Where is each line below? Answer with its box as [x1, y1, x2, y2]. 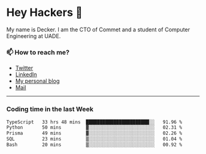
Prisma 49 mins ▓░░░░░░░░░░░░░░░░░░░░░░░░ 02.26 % [6, 130, 183, 137]
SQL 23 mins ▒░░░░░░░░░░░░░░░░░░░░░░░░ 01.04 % [6, 136, 183, 142]
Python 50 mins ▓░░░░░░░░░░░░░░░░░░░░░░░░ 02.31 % [6, 125, 183, 131]
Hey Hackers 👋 [6, 6, 83, 20]
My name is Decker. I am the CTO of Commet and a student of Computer [6, 26, 190, 33]
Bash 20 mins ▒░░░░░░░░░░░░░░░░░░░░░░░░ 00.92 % [6, 142, 183, 148]
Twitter [15, 64, 34, 72]
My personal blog [15, 77, 60, 85]
